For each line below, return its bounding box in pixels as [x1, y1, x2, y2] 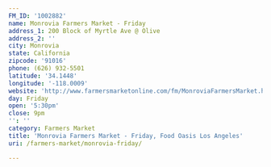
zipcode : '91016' [8, 57, 67, 65]
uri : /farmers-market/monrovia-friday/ [8, 139, 143, 148]
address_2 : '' [8, 34, 56, 43]
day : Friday [8, 94, 48, 102]
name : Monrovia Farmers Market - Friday [8, 19, 147, 27]
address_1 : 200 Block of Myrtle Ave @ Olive [8, 27, 161, 35]
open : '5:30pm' [8, 102, 60, 110]
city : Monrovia [8, 42, 60, 50]
